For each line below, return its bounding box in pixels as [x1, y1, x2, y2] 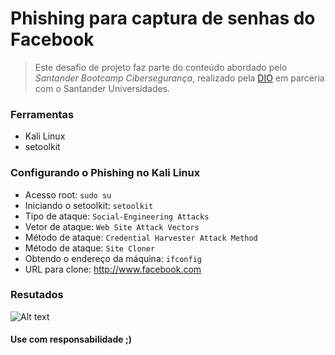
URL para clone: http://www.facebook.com [24, 263, 202, 275]
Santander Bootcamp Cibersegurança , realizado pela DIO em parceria [34, 72, 325, 84]
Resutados [10, 288, 64, 302]
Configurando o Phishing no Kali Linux [10, 166, 201, 180]
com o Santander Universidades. [34, 82, 171, 94]
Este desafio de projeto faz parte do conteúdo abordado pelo [34, 61, 288, 73]
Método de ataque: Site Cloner [24, 242, 156, 254]
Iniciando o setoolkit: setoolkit [24, 199, 154, 211]
